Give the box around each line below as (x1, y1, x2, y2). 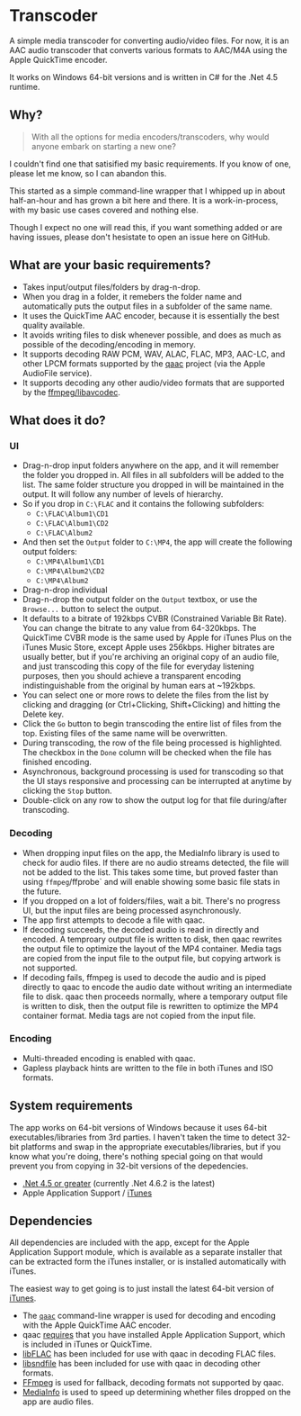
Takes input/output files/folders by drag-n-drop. (22, 281, 200, 293)
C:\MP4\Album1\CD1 (35, 557, 105, 567)
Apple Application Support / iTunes (22, 1187, 153, 1198)
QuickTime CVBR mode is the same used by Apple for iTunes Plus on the (22, 632, 292, 644)
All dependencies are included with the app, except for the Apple (9, 1237, 250, 1248)
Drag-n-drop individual (22, 584, 108, 595)
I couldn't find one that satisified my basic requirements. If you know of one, (9, 158, 292, 169)
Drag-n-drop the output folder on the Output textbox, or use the (22, 594, 258, 605)
